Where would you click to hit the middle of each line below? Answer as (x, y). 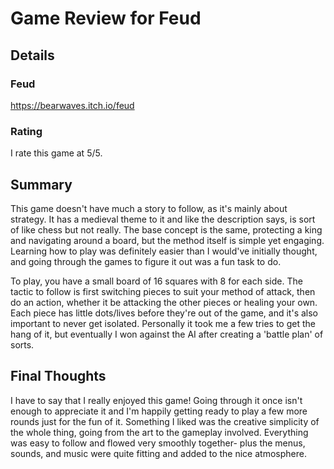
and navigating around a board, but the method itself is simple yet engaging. (167, 240)
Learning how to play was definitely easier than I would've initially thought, (164, 251)
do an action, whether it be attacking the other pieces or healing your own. (164, 302)
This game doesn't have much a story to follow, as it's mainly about (149, 208)
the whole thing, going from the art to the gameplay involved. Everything (159, 432)
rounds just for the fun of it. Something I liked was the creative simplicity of (165, 421)
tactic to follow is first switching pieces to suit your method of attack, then (163, 291)
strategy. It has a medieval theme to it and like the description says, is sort (163, 219)
